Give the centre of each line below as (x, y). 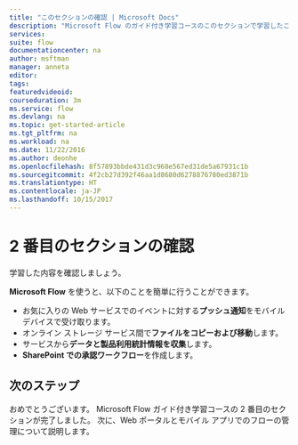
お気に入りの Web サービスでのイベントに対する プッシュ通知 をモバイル (153, 310)
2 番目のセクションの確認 (102, 247)
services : (28, 34)
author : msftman (39, 59)
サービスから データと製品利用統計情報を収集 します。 (119, 344)
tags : (19, 84)
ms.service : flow (41, 109)
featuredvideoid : (41, 92)
